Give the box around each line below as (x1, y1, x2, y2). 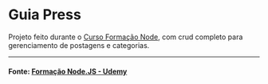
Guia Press (8, 6, 81, 24)
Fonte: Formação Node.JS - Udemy (8, 66, 128, 76)
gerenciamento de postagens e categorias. (8, 40, 150, 50)
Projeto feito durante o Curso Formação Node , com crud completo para (8, 32, 243, 42)
